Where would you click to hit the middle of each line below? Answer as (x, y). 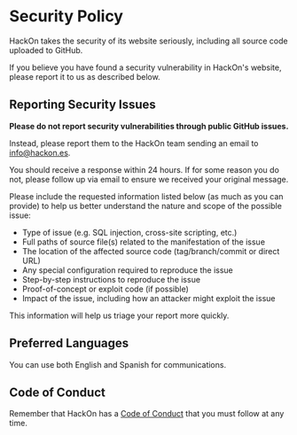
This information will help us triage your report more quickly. (119, 315)
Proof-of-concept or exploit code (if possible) (105, 289)
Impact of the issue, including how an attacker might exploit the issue (148, 298)
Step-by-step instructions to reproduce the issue (111, 279)
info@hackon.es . (40, 152)
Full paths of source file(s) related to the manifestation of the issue (144, 242)
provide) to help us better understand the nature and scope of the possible (145, 206)
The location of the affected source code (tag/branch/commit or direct (151, 251)
